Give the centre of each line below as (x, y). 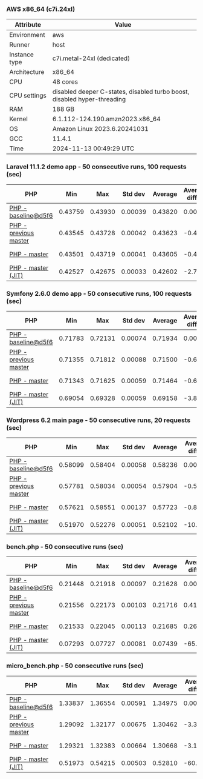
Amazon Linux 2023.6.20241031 (101, 129)
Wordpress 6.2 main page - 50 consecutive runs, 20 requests (98, 420)
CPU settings (28, 96)
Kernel (19, 119)
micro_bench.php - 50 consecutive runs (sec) (75, 666)
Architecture (27, 72)
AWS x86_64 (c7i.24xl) (41, 9)
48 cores (65, 82)
